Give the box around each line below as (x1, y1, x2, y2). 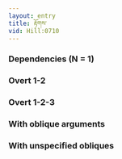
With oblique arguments (8, 119, 106, 130)
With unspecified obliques (8, 140, 115, 151)
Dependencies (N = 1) (8, 53, 95, 65)
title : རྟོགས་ (8, 19, 47, 27)
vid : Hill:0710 (8, 27, 60, 35)
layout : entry (8, 11, 57, 20)
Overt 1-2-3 (8, 97, 55, 108)
